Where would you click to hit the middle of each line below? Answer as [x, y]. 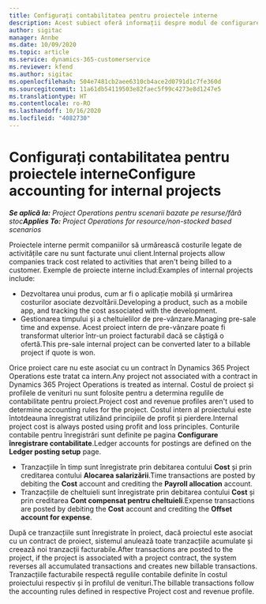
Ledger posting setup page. [55, 452]
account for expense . [56, 517]
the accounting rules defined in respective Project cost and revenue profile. [132, 591]
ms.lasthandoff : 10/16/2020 [55, 111]
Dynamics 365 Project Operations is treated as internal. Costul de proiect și [131, 385]
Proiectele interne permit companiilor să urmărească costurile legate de [126, 245]
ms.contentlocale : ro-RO [50, 103]
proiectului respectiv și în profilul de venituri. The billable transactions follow [132, 583]
